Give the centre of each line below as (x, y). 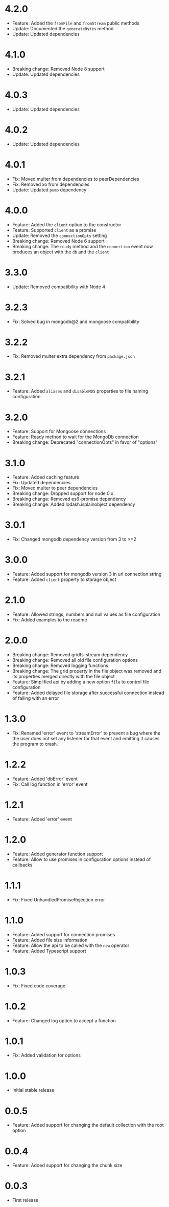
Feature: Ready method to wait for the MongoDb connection (75, 437)
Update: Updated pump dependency (49, 189)
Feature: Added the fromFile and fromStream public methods (76, 23)
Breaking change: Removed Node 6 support (58, 241)
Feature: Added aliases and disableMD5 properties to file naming (80, 391)
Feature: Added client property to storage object (64, 579)
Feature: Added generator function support (57, 854)
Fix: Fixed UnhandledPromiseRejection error (58, 899)
